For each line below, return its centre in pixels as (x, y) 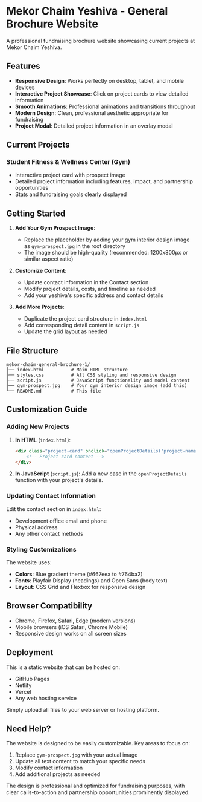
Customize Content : (41, 271)
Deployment (30, 652)
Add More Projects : (39, 307)
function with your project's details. (59, 480)
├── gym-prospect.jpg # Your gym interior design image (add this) (97, 386)
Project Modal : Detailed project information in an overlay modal (94, 126)
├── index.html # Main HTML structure (67, 370)
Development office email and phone (61, 521)
